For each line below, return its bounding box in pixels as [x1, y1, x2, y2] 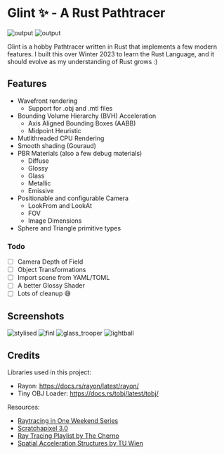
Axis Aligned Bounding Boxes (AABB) [27, 118, 136, 128]
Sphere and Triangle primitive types [17, 223, 121, 232]
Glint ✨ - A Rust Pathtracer [7, 5, 166, 21]
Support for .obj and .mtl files [27, 104, 113, 112]
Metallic [27, 178, 51, 188]
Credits [7, 349, 41, 361]
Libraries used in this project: [7, 368, 91, 376]
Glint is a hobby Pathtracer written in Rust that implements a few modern [7, 42, 218, 51]
